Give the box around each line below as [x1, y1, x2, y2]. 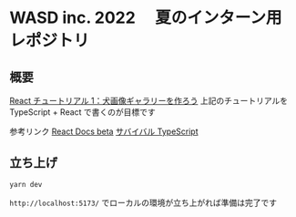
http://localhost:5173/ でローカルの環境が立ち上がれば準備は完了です [9, 197, 278, 208]
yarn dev [9, 180, 43, 189]
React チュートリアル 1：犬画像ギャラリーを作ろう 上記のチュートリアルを [9, 96, 289, 106]
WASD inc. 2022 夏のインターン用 [9, 7, 282, 28]
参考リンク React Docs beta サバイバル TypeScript [9, 126, 199, 137]
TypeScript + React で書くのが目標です [9, 107, 157, 118]
